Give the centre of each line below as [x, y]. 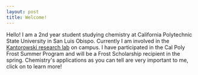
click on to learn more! [34, 66]
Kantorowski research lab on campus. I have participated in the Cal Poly [96, 47]
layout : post [23, 12]
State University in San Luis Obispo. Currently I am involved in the [88, 41]
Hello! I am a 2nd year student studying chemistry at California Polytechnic [99, 34]
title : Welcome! [27, 17]
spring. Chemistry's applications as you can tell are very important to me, [97, 60]
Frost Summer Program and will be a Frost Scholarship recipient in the [93, 53]
